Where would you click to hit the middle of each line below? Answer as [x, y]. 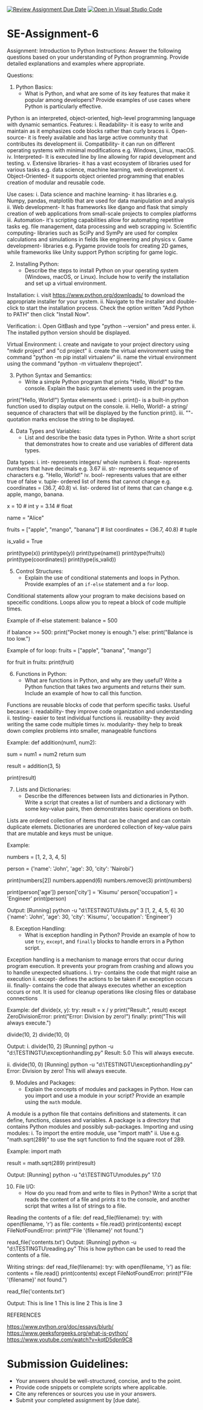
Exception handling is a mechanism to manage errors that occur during [95, 959]
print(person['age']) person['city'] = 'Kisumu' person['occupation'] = [92, 892]
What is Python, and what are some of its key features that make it [107, 93]
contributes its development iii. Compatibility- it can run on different [91, 144]
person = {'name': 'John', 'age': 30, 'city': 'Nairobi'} [70, 868]
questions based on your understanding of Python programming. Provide [98, 57]
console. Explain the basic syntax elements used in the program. [105, 388]
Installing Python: [37, 264]
